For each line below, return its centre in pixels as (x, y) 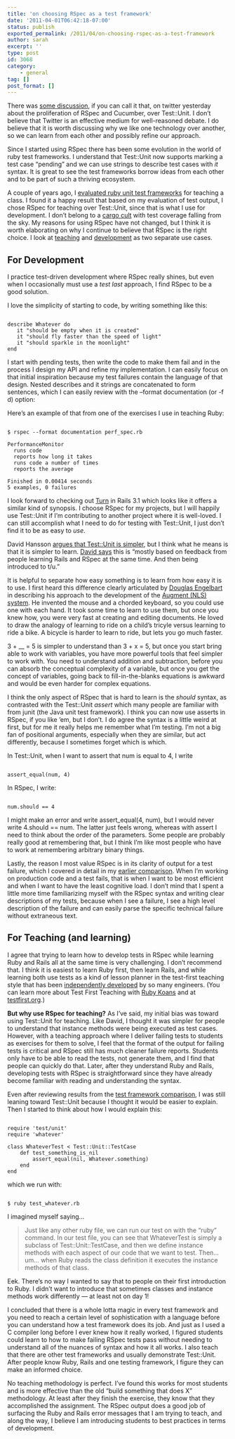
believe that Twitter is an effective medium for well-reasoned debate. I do (113, 121)
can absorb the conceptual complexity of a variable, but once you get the (113, 668)
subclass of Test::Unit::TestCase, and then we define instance (114, 1245)
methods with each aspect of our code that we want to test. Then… (122, 1253)
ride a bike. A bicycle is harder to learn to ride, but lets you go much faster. (115, 633)
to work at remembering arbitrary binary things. (76, 850)
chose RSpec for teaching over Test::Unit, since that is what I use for (106, 208)
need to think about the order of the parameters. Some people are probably (116, 835)
